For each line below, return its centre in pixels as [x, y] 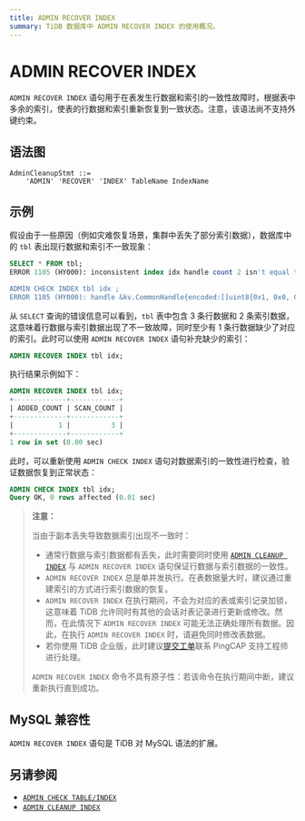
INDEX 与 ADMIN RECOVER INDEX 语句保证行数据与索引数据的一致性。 [169, 566]
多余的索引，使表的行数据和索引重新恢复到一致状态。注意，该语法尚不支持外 [152, 109]
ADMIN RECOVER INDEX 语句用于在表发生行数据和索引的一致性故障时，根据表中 [152, 97]
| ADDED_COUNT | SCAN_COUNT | [67, 409]
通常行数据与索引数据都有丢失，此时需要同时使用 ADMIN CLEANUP [164, 555]
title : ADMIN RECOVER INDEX [63, 18]
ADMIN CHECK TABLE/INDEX [69, 797]
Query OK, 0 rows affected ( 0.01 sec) [83, 498]
